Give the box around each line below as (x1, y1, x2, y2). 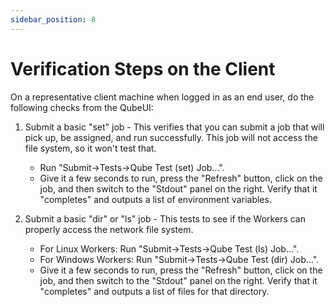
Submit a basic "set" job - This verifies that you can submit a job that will (24, 121, 325, 133)
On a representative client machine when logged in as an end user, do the (10, 91, 315, 103)
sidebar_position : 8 (10, 14, 97, 25)
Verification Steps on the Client (10, 57, 276, 80)
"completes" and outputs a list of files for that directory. (39, 285, 270, 297)
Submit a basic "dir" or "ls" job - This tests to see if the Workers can (24, 212, 306, 225)
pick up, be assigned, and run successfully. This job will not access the (24, 131, 318, 143)
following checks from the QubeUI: (10, 101, 154, 113)
